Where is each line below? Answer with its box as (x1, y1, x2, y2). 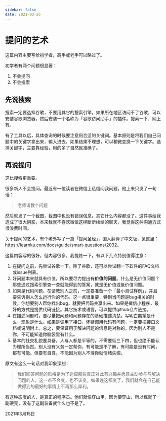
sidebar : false (5, 7, 37, 12)
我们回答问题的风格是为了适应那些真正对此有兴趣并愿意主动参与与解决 (17, 371, 161, 377)
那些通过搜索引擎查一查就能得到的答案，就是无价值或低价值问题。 (12, 281, 147, 288)
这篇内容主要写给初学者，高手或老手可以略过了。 (5, 52, 105, 58)
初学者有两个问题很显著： (5, 63, 57, 69)
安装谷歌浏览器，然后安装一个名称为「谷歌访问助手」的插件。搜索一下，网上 (5, 116, 161, 122)
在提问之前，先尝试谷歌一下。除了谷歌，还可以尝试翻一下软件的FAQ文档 (12, 263, 160, 269)
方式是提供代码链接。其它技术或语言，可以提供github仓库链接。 (21, 306, 151, 313)
